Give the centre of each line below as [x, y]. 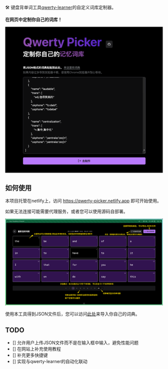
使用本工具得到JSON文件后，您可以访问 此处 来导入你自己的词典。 [72, 314]
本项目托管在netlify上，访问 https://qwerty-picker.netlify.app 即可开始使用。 [83, 201]
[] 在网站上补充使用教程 [36, 349]
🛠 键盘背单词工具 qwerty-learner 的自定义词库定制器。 [61, 7]
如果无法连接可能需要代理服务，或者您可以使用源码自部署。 [66, 211]
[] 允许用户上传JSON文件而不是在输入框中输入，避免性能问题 [75, 343]
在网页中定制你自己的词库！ [34, 19]
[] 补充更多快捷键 [30, 355]
